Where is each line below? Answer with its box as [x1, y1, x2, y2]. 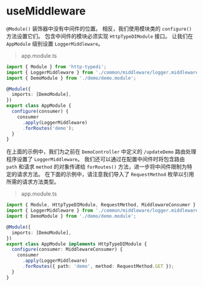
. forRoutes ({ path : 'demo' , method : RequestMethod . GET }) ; [22, 264, 174, 270]
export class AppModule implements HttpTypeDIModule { [6, 241, 147, 247]
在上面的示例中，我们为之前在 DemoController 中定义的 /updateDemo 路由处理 [6, 148, 196, 155]
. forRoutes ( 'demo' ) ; [22, 125, 74, 131]
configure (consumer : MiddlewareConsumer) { [11, 246, 123, 253]
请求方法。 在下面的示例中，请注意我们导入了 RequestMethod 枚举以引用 [16, 171, 195, 178]
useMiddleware [6, 4, 86, 18]
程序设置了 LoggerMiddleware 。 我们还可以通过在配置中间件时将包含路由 [6, 156, 185, 163]
